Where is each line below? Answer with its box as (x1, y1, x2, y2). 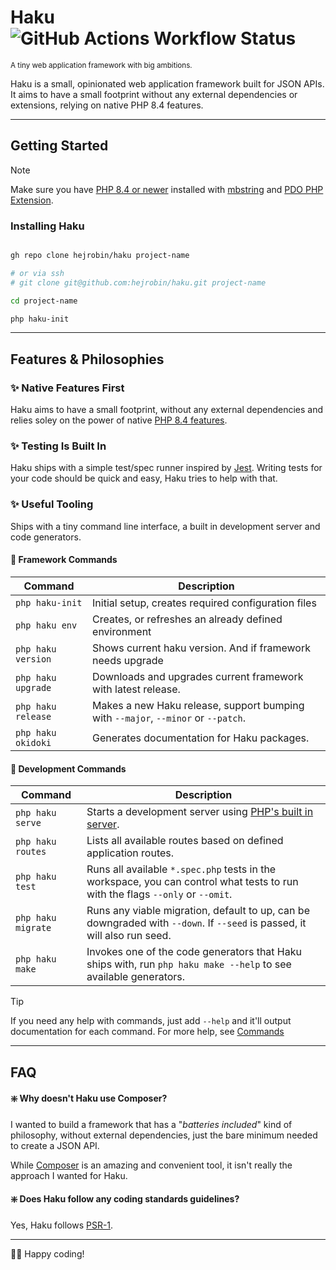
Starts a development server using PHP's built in (86, 805, 314, 819)
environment (92, 624, 152, 638)
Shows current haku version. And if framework (92, 641, 311, 655)
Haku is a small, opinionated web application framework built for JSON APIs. (10, 77, 325, 90)
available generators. (86, 970, 186, 984)
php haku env (15, 619, 78, 631)
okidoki (15, 737, 52, 748)
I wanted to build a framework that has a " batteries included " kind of (10, 1118, 293, 1130)
